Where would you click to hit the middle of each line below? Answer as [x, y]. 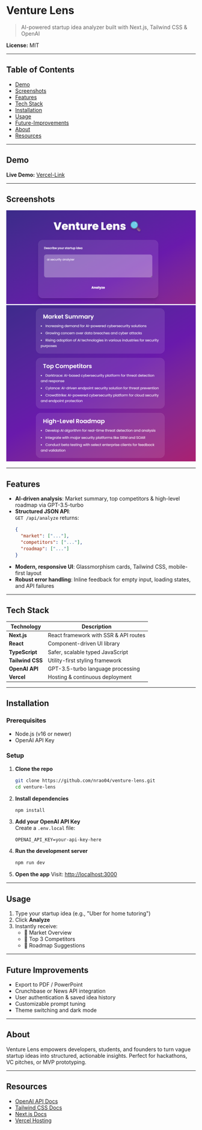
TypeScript [23, 652]
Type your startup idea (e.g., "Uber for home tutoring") [83, 914]
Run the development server [51, 851]
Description [96, 626]
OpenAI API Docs [36, 1101]
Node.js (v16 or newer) [43, 734]
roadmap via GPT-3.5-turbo [49, 505]
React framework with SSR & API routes [96, 635]
